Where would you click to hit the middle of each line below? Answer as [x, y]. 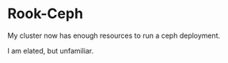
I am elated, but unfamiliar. [51, 50]
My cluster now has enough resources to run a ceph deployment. [114, 35]
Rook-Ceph [46, 14]
